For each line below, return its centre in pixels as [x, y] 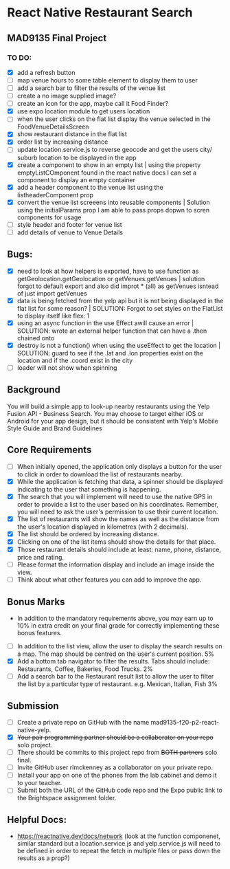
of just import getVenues [52, 293]
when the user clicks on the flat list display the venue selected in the [114, 119]
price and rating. [40, 557]
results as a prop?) [43, 858]
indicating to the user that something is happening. [89, 489]
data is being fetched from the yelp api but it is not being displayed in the [120, 300]
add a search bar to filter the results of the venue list [91, 88]
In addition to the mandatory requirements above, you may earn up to [115, 618]
